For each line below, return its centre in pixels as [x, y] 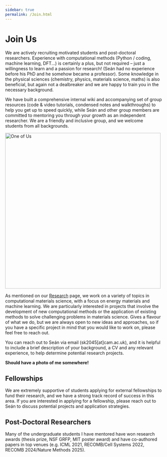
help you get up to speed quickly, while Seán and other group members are [82, 110]
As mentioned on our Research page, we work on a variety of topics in [77, 296]
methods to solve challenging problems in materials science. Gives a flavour [83, 317]
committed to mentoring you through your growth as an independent [75, 116]
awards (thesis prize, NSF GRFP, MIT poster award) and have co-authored [81, 440]
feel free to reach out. [27, 333]
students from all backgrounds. [37, 126]
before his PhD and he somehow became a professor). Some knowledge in [82, 74]
